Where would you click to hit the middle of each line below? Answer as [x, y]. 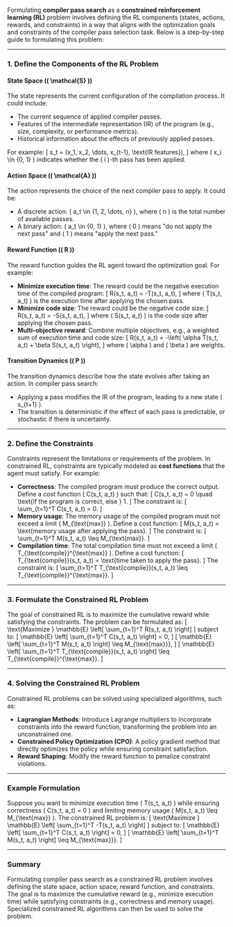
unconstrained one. [45, 734]
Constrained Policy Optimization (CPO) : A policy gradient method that [119, 741]
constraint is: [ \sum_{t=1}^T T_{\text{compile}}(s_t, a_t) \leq [103, 568]
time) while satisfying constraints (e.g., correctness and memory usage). [111, 901]
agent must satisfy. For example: [54, 474]
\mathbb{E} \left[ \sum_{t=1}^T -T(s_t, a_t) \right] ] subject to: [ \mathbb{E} [113, 825]
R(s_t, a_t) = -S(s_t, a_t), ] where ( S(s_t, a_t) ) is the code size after [112, 315]
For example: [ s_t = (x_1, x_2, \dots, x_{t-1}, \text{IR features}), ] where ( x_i [114, 153]
